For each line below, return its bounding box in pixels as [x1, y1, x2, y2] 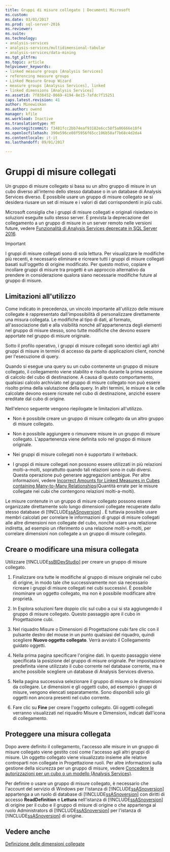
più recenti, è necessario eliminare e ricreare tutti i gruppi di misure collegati [5, 256, 164, 262]
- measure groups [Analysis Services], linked [5, 83, 106, 88]
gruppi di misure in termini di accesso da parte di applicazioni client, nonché [5, 348, 165, 354]
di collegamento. [12, 715, 48, 721]
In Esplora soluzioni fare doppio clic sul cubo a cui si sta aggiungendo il [12, 605, 162, 611]
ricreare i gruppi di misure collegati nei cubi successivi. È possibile [12, 584, 152, 591]
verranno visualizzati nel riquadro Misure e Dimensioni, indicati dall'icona [12, 710, 165, 716]
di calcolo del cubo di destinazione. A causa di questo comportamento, [5, 374, 154, 380]
